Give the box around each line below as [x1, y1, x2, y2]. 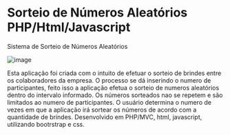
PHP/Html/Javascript [7, 19, 131, 35]
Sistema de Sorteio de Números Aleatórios [7, 42, 128, 50]
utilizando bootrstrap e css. [7, 120, 85, 128]
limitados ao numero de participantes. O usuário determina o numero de [7, 98, 212, 106]
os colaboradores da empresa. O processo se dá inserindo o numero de [7, 76, 211, 84]
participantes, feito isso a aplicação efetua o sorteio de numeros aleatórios [7, 83, 220, 92]
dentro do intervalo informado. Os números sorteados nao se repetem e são [7, 91, 223, 99]
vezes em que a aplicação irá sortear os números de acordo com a [7, 105, 197, 114]
